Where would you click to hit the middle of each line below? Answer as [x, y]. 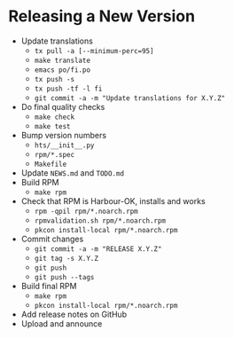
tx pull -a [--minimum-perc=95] [94, 51]
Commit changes [52, 239]
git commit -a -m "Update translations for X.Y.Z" [130, 98]
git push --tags [64, 277]
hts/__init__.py [64, 145]
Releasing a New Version [102, 16]
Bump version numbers [64, 135]
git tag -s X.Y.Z [66, 258]
